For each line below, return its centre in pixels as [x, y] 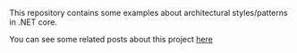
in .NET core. [34, 22]
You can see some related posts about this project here [111, 39]
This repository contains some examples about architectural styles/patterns [148, 13]
